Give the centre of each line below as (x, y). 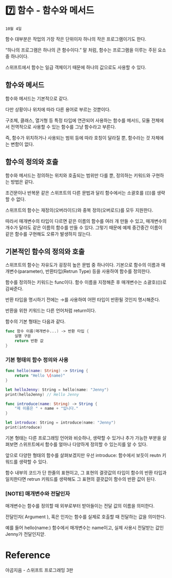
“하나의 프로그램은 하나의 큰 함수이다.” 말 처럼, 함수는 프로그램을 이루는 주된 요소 (86, 50)
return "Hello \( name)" (40, 376)
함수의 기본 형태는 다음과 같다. (35, 322)
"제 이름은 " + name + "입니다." (46, 409)
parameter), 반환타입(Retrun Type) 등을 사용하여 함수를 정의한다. (85, 271)
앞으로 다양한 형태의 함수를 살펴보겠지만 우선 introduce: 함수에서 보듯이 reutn (83, 455)
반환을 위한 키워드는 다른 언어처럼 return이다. (51, 311)
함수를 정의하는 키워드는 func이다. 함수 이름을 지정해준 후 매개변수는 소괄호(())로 (86, 282)
